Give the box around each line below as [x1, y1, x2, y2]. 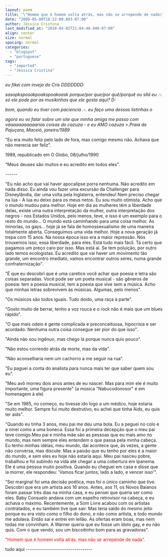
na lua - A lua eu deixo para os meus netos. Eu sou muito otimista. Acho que [5, 197, 162, 203]
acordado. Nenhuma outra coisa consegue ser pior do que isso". [5, 327, 138, 332]
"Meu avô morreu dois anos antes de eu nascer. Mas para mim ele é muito [5, 380, 158, 386]
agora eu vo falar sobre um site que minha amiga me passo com [5, 116, 139, 122]
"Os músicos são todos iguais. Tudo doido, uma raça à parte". [5, 297, 132, 302]
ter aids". [5, 411, 24, 417]
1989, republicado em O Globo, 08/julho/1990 [5, 152, 99, 158]
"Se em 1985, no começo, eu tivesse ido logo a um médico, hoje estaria [5, 401, 152, 406]
